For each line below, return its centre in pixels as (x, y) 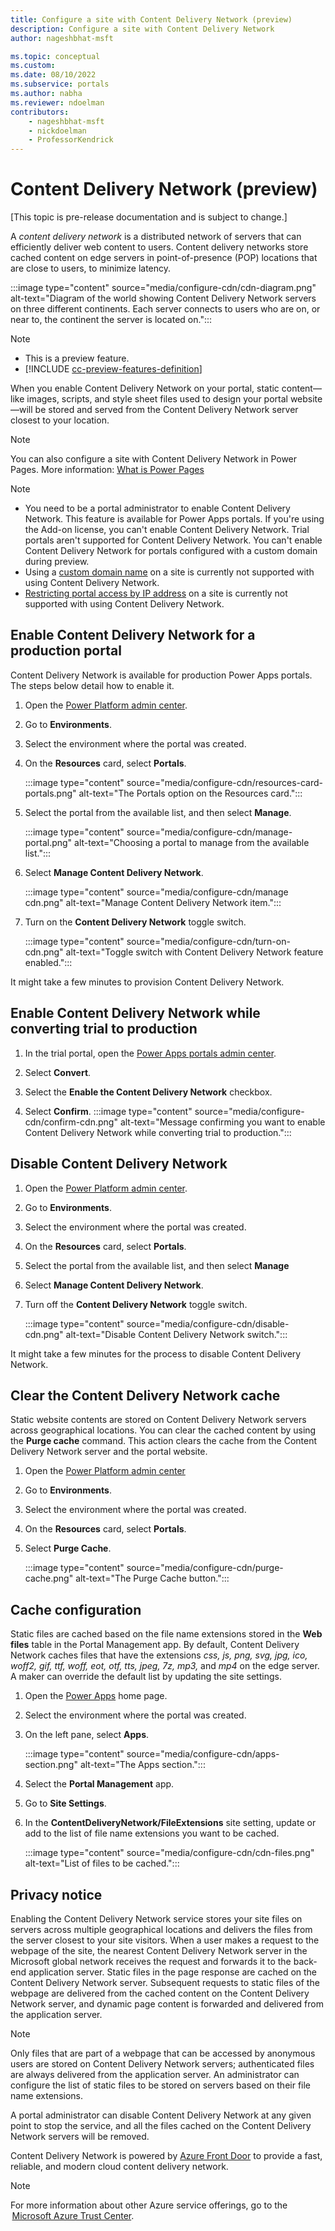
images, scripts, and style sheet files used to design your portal (157, 399)
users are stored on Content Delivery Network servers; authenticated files (162, 2063)
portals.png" (50, 793)
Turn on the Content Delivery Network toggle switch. (135, 922)
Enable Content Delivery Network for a (133, 635)
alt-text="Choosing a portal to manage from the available (192, 842)
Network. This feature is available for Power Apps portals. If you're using (174, 519)
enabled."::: (48, 962)
